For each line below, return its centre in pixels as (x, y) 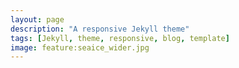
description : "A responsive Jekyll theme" (100, 29)
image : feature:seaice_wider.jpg (80, 47)
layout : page (37, 19)
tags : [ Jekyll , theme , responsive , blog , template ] (120, 38)
